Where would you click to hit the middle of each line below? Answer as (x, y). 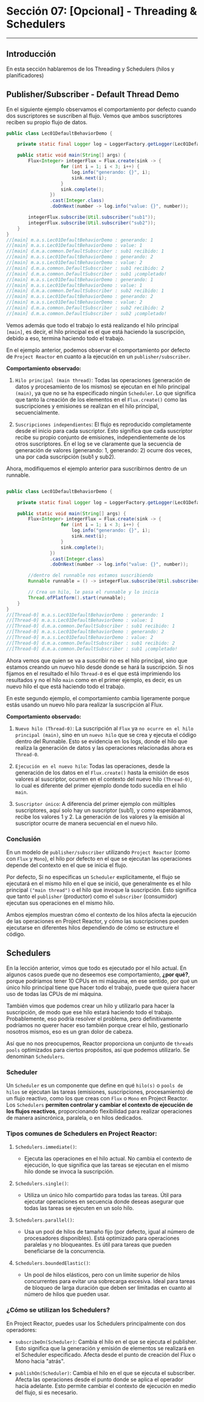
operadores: (22, 1329)
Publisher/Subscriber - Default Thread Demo (93, 95)
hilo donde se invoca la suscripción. (69, 1172)
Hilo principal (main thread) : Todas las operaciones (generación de (103, 380)
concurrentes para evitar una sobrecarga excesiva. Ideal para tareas (110, 1281)
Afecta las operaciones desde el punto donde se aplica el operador (99, 1379)
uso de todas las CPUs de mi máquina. (55, 994)
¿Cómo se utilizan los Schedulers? (58, 1310)
